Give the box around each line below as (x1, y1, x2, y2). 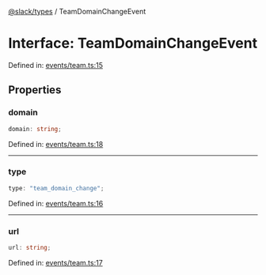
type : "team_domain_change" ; (8, 184, 104, 192)
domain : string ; (8, 125, 62, 133)
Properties (8, 83, 62, 97)
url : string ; (8, 243, 51, 251)
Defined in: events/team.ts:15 (8, 60, 103, 70)
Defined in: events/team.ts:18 (8, 139, 104, 149)
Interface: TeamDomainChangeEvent (8, 35, 258, 52)
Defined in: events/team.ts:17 (8, 258, 103, 267)
